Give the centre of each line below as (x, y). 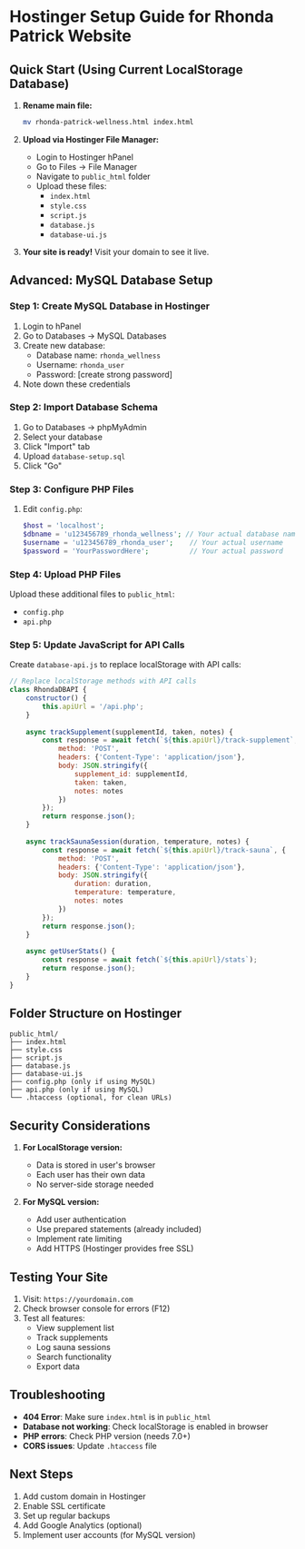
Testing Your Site (59, 1277)
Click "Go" (42, 466)
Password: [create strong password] (104, 374)
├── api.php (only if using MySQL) (77, 1090)
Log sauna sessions (73, 1347)
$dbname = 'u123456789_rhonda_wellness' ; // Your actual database (151, 534)
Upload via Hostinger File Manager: (91, 139)
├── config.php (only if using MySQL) (83, 1082)
